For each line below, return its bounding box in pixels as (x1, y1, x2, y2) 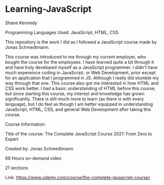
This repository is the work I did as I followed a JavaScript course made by (5, 39, 157, 45)
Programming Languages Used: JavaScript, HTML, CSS (5, 29, 119, 35)
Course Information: (5, 121, 46, 127)
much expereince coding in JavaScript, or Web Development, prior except (5, 69, 156, 75)
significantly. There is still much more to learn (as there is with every (5, 95, 144, 102)
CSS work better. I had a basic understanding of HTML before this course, (5, 85, 156, 91)
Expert (5, 136, 19, 142)
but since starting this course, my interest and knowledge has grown (5, 91, 145, 96)
